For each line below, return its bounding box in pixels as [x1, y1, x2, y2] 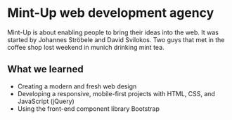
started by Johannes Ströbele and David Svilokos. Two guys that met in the [7, 35, 225, 44]
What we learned [7, 63, 84, 75]
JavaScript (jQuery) [17, 97, 75, 105]
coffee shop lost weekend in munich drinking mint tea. [7, 43, 165, 51]
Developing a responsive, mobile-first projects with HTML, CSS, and [17, 89, 216, 98]
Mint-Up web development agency [7, 5, 214, 21]
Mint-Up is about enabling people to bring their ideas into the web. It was [7, 28, 219, 36]
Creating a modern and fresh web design [17, 82, 137, 91]
